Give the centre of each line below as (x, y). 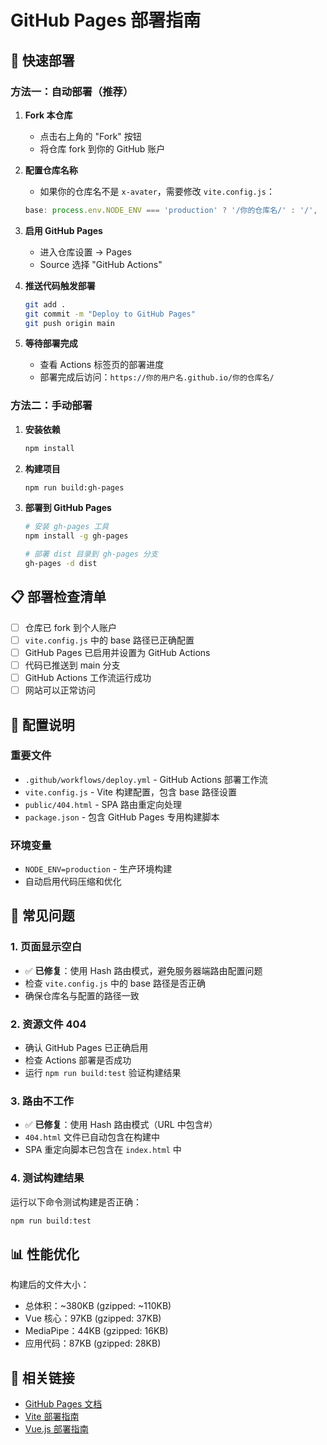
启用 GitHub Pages (63, 230)
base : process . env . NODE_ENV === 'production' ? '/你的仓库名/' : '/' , (171, 210)
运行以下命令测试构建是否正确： (76, 1202)
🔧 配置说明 (42, 724)
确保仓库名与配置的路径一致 (82, 995)
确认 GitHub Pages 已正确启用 (86, 1048)
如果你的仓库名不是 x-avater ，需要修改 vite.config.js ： (157, 191)
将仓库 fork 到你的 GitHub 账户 (102, 148)
